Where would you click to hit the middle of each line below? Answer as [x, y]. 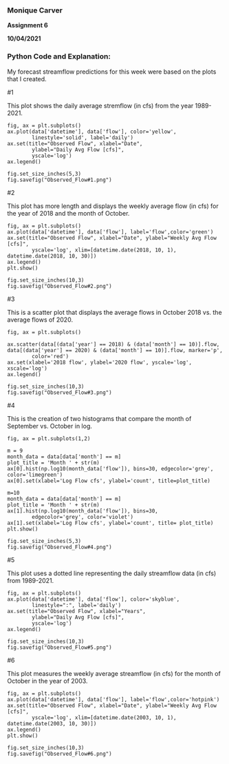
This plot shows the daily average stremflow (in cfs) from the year [100, 105]
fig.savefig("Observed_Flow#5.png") [59, 647]
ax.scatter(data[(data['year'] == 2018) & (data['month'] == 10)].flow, [113, 344]
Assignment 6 [28, 25]
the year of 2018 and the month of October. [68, 213]
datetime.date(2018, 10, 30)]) [52, 256]
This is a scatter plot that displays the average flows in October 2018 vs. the [115, 312]
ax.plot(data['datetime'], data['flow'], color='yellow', [92, 132]
